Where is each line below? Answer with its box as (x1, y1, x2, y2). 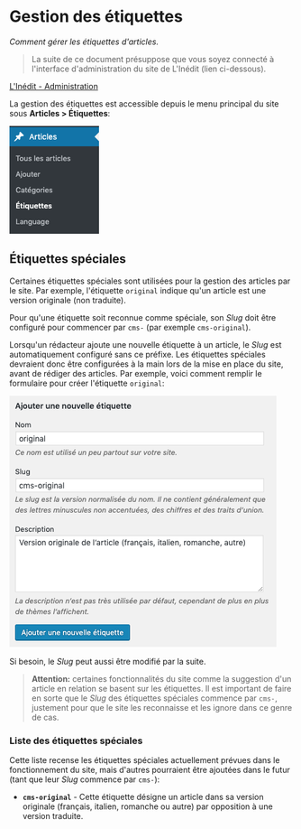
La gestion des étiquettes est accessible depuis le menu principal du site (9, 98, 279, 109)
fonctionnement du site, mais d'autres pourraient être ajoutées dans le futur (9, 765, 290, 776)
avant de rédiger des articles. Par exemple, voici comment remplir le (9, 368, 263, 378)
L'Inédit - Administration (9, 80, 99, 91)
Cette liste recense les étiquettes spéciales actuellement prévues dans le (9, 755, 280, 766)
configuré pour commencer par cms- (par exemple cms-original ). (9, 321, 251, 332)
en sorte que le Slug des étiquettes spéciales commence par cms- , (31, 693, 278, 703)
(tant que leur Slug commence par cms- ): (9, 774, 160, 785)
